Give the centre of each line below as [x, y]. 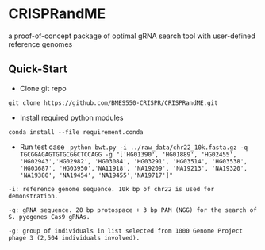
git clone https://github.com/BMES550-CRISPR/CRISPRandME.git [113, 103]
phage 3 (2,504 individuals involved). [74, 238]
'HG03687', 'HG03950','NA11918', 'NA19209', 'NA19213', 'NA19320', [133, 168]
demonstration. [33, 196]
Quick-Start [38, 69]
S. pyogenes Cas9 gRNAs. [49, 217]
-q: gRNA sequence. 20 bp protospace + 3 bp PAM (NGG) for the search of [133, 210]
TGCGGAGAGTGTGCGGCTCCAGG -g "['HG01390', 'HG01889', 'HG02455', [128, 154]
